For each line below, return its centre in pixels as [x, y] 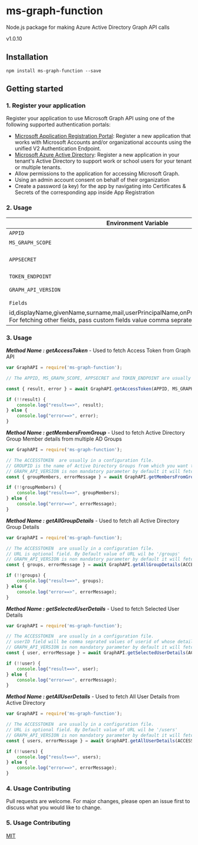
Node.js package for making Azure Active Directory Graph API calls [88, 27]
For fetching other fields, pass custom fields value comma [89, 320]
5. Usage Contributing [38, 823]
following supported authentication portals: [58, 124]
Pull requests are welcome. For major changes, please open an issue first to [98, 801]
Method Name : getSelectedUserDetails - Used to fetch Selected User [93, 609]
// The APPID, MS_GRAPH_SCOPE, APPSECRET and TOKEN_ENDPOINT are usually [99, 378]
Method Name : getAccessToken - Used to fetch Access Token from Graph [98, 351]
